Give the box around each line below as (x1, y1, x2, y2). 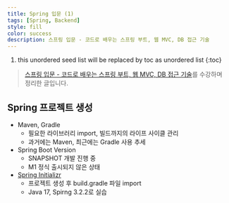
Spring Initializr (17, 170, 61, 179)
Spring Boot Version (17, 145, 76, 154)
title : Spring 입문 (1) (7, 10, 74, 18)
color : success (7, 30, 52, 37)
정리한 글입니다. (24, 79, 68, 88)
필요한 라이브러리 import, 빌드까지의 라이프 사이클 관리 (27, 129, 179, 137)
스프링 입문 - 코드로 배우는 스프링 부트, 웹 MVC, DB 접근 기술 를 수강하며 (24, 70, 223, 79)
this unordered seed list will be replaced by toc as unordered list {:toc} (17, 55, 222, 64)
